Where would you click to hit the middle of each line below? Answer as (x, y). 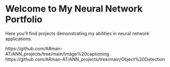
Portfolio (24, 19)
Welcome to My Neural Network (74, 9)
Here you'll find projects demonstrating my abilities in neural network (77, 33)
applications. (19, 39)
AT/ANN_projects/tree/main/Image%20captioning (57, 54)
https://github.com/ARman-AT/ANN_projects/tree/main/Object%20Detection (85, 59)
